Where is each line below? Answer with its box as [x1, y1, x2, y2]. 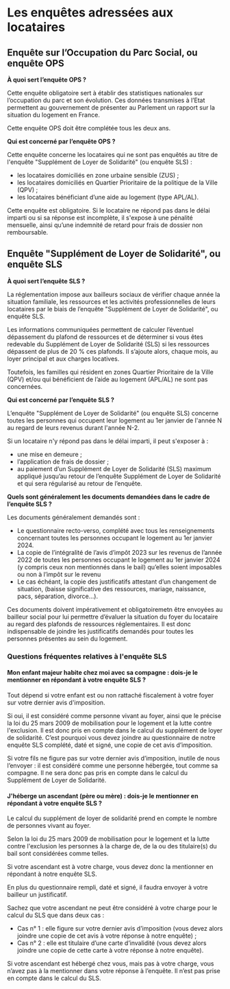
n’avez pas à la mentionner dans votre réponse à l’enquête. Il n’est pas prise [7, 967, 220, 975]
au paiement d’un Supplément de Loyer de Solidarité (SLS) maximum [16, 464, 212, 473]
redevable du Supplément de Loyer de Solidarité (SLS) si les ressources [7, 339, 210, 348]
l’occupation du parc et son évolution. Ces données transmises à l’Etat [7, 96, 205, 104]
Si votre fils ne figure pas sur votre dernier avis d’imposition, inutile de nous [7, 754, 220, 762]
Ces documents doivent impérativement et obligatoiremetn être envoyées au [7, 605, 223, 613]
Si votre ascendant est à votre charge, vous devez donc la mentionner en [7, 863, 214, 871]
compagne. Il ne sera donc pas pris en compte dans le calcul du [7, 768, 188, 776]
